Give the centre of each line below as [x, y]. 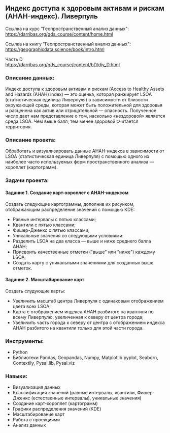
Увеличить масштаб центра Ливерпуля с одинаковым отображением [88, 301]
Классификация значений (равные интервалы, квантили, [74, 393]
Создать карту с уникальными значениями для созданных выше [83, 262]
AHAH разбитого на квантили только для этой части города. [78, 328]
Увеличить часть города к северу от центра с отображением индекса [89, 322]
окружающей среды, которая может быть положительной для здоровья [84, 105]
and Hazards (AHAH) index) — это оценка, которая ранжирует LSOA [79, 94]
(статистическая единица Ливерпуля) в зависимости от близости [77, 100]
